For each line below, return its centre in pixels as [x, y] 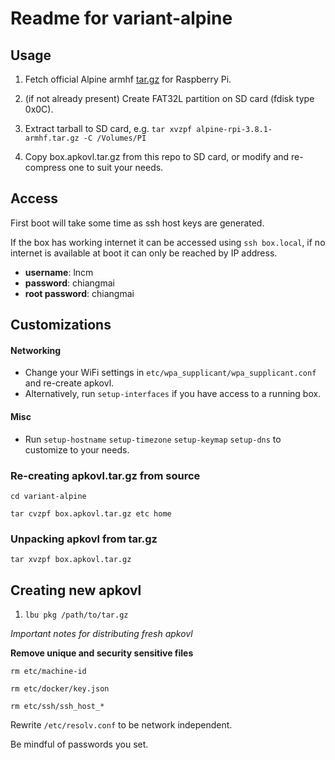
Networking [36, 350]
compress [45, 167]
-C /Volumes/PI [115, 138]
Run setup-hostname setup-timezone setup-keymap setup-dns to [153, 439]
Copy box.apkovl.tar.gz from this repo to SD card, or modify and [157, 156]
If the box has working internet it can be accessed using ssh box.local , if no [168, 242]
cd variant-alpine [48, 496]
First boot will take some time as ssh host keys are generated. [137, 223]
